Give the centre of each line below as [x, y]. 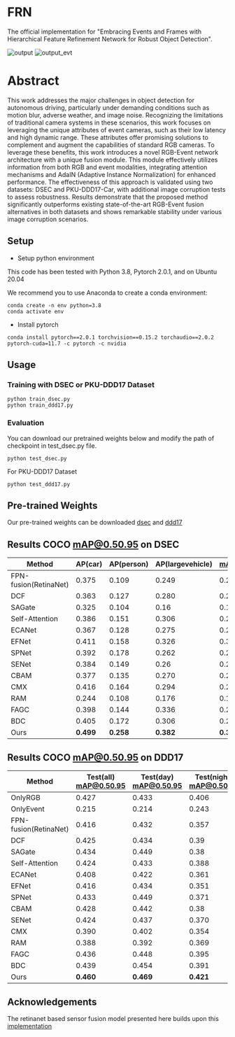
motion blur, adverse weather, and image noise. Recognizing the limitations [115, 115]
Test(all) [101, 777]
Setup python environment [56, 258]
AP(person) [129, 564]
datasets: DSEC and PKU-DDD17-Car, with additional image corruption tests [116, 189]
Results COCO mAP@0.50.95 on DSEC [93, 544]
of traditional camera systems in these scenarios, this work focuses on [109, 122]
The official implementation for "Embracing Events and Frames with [104, 31]
